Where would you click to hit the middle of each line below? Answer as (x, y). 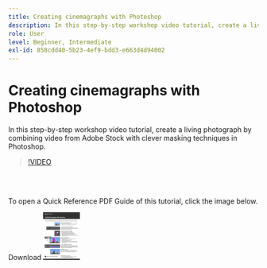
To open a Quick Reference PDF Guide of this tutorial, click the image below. (133, 201)
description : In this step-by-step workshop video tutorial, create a (128, 25)
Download (25, 258)
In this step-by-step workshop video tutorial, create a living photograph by (130, 130)
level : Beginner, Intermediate (60, 42)
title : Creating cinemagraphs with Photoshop (85, 17)
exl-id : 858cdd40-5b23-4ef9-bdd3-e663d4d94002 (87, 50)
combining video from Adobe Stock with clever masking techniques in (123, 138)
